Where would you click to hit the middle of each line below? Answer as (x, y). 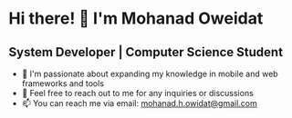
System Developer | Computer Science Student (146, 52)
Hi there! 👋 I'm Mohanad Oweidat (136, 19)
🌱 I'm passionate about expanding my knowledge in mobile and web (150, 74)
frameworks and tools (63, 84)
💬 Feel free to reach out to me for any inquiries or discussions (138, 93)
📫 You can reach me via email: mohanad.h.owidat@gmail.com (139, 103)
